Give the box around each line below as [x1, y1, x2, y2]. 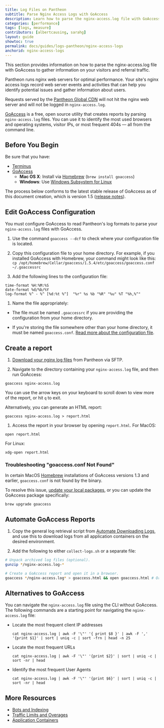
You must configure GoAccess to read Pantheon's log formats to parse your [5, 221, 158, 227]
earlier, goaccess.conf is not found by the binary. [5, 477, 102, 483]
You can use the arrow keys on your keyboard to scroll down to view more [5, 389, 155, 395]
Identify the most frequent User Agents [12, 667, 91, 673]
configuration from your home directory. [12, 315, 93, 321]
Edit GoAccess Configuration [5, 208, 96, 216]
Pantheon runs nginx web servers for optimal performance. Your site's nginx [5, 76, 159, 82]
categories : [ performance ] [5, 21, 60, 26]
